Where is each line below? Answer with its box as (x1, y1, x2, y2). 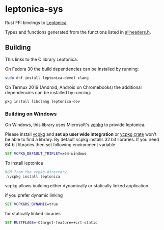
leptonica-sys (5, 3, 63, 15)
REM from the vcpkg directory (5, 169, 67, 175)
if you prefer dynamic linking (5, 192, 63, 198)
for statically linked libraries (5, 211, 61, 217)
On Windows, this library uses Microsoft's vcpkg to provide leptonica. (5, 122, 146, 128)
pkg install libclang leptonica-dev (5, 99, 80, 104)
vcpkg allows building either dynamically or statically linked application (5, 183, 149, 189)
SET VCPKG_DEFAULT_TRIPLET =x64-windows (5, 151, 87, 156)
